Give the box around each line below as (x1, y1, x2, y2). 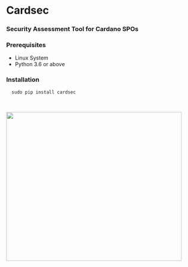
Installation (6, 76, 40, 84)
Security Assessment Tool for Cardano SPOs (6, 25, 139, 33)
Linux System (14, 54, 49, 61)
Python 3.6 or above (14, 61, 65, 68)
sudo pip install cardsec (11, 89, 76, 95)
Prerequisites (6, 41, 46, 49)
